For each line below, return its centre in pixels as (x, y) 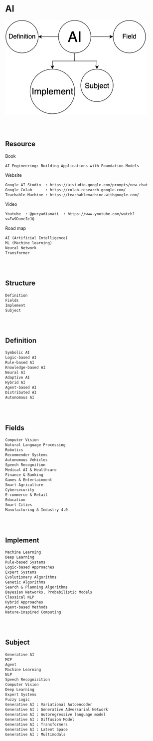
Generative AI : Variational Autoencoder (49, 705)
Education (15, 500)
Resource (20, 144)
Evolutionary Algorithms (31, 577)
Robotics (14, 450)
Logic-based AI (21, 358)
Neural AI (15, 372)
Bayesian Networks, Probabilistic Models (49, 592)
